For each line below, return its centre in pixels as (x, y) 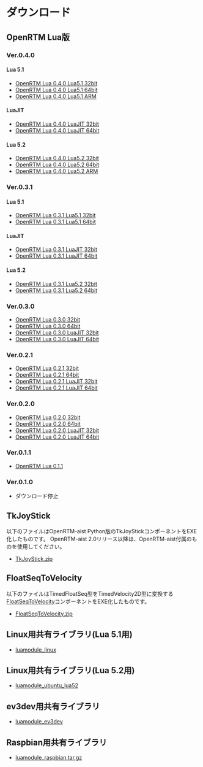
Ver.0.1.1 (19, 453)
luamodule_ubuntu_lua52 (46, 685)
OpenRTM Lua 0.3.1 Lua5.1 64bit (55, 222)
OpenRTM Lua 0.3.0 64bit (48, 326)
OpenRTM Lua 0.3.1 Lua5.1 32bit (55, 215)
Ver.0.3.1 (20, 187)
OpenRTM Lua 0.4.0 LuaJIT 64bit (57, 130)
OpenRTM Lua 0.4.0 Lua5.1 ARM (56, 96)
